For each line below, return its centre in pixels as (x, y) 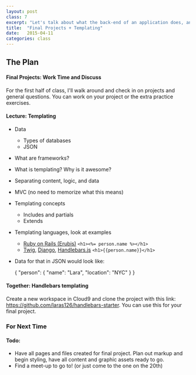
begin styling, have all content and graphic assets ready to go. (89, 360)
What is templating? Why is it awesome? (63, 169)
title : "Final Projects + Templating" (55, 28)
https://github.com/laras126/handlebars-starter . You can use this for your (94, 305)
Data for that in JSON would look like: (60, 261)
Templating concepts (40, 203)
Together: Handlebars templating (47, 286)
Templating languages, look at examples (63, 232)
